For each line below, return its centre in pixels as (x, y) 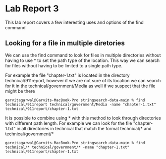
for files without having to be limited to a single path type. (64, 65)
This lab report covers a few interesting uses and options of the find (74, 22)
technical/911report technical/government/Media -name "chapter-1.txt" (81, 105)
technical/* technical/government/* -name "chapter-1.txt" (67, 147)
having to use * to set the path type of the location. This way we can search (83, 60)
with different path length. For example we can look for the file (69, 123)
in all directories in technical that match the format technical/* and (84, 128)
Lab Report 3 (32, 9)
